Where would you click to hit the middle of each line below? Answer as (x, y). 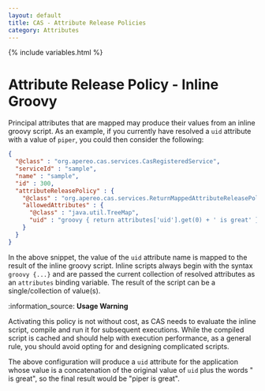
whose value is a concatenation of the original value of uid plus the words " (131, 370)
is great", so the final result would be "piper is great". (94, 378)
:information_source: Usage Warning (68, 306)
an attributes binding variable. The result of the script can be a (112, 282)
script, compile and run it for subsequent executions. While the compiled (126, 330)
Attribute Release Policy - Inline (114, 84)
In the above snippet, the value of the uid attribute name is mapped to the (128, 257)
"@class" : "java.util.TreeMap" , (84, 213)
